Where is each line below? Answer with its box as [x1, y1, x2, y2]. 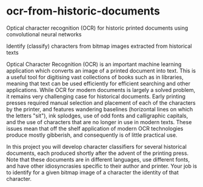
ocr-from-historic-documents [6, 4, 161, 18]
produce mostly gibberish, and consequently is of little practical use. [6, 131, 178, 139]
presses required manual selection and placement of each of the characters [6, 99, 196, 107]
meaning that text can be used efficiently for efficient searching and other [6, 80, 191, 87]
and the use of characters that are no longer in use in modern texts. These [6, 118, 192, 125]
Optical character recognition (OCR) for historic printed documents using [6, 24, 188, 31]
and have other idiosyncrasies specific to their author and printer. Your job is [6, 162, 198, 169]
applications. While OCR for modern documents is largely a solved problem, [6, 86, 196, 93]
